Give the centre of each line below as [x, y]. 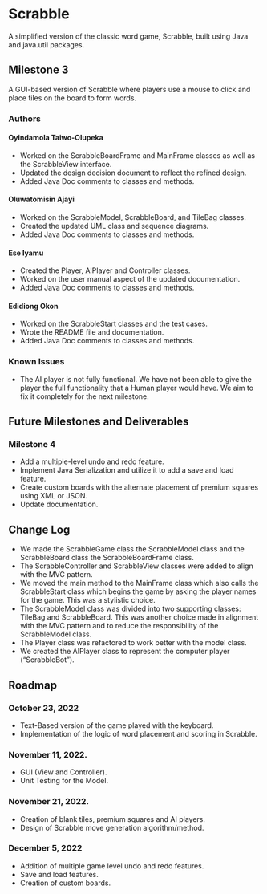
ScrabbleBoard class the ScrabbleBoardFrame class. [107, 558]
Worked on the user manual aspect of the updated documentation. [130, 279]
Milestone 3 [38, 70]
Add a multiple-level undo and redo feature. [92, 461]
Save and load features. [59, 874]
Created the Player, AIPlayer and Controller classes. [105, 270]
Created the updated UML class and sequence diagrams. [114, 226]
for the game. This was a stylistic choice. [87, 600]
